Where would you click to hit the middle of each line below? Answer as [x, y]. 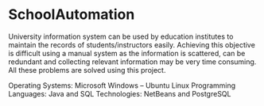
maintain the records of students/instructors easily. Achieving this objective [132, 44]
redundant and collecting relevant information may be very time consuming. [132, 62]
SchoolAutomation [72, 15]
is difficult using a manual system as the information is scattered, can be [127, 53]
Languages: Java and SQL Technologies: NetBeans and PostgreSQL [120, 93]
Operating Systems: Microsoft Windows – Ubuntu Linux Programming [122, 85]
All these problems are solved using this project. [87, 70]
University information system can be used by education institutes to [121, 36]
